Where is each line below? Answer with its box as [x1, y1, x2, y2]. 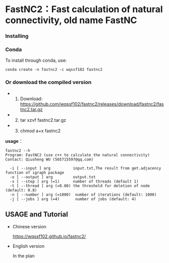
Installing [5, 33, 29, 40]
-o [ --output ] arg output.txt [10, 174, 96, 180]
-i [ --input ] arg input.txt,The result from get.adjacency [10, 165, 161, 170]
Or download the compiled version [5, 79, 92, 86]
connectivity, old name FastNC [5, 15, 137, 26]
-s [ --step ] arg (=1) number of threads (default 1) [10, 179, 139, 184]
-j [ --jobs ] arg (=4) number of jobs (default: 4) [10, 196, 137, 202]
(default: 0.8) [5, 188, 37, 193]
